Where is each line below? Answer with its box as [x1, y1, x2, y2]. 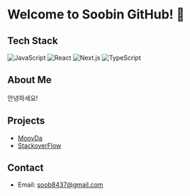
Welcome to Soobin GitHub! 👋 [7, 6, 185, 23]
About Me [7, 74, 52, 86]
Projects [7, 115, 45, 127]
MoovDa [17, 134, 43, 142]
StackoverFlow [17, 141, 62, 150]
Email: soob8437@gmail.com [17, 180, 104, 189]
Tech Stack [7, 35, 58, 47]
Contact [7, 162, 44, 174]
